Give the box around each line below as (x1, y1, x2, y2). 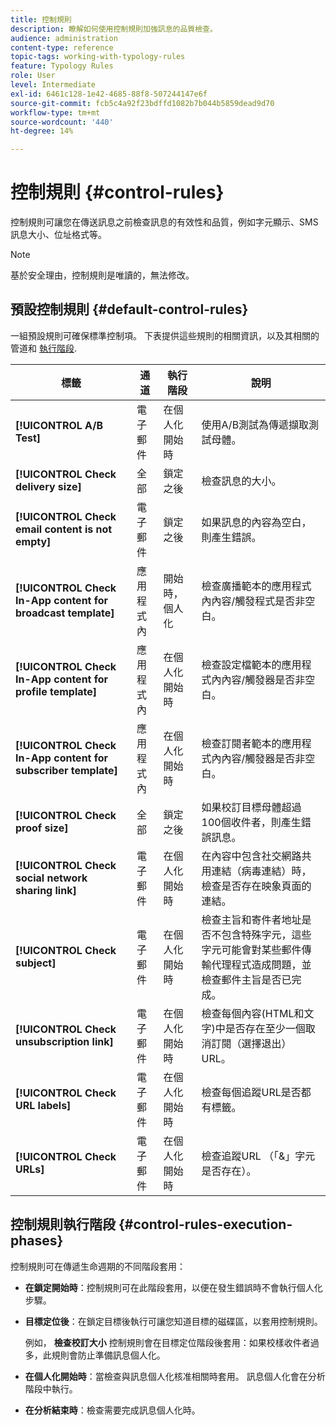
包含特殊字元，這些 (221, 927, 312, 941)
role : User (10, 71, 56, 81)
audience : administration (10, 33, 118, 43)
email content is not (15, 522, 113, 536)
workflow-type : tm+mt (10, 107, 101, 118)
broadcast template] (15, 606, 115, 620)
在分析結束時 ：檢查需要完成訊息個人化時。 (24, 1404, 201, 1416)
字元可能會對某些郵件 (201, 942, 302, 956)
